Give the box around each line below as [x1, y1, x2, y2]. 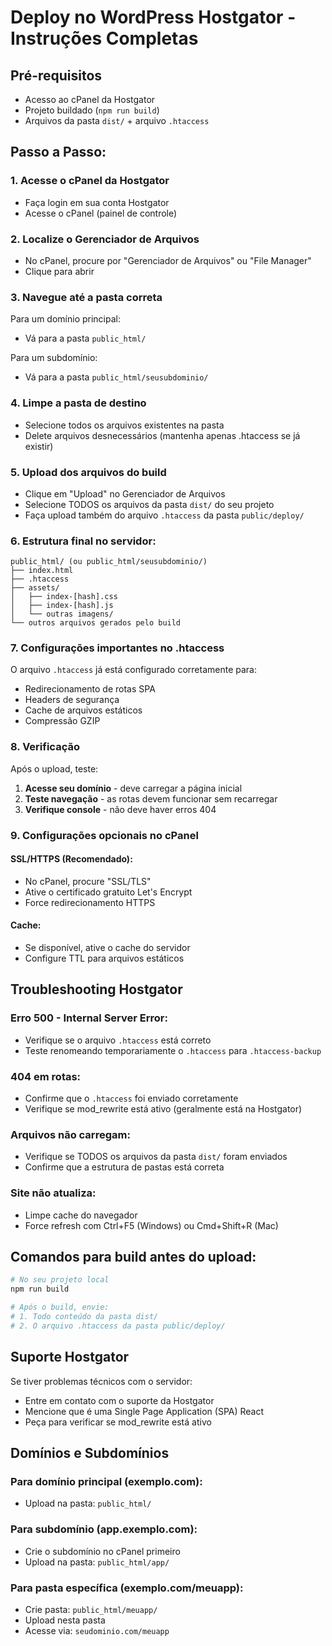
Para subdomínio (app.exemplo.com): [10, 1522, 198, 1536]
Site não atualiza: [10, 1186, 97, 1200]
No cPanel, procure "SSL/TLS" [24, 875, 152, 887]
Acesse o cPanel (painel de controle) [24, 207, 178, 219]
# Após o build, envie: [10, 1302, 110, 1313]
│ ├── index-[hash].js [10, 601, 114, 611]
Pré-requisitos [10, 67, 103, 84]
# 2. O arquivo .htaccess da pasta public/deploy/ [10, 1321, 226, 1331]
